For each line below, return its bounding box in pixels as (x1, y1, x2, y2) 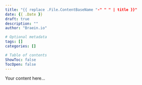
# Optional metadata (5, 35, 48, 40)
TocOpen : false (5, 62, 36, 67)
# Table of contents (5, 52, 48, 57)
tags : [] (5, 39, 23, 44)
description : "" (5, 21, 38, 26)
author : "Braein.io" (5, 26, 48, 31)
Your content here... (5, 75, 46, 82)
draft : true (5, 16, 29, 21)
